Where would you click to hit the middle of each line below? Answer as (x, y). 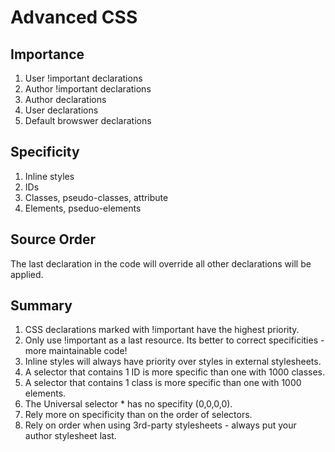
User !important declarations (83, 78)
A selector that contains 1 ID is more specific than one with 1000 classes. (174, 372)
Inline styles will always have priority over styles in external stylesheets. (173, 362)
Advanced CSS (74, 17)
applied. (27, 274)
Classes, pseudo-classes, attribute (96, 197)
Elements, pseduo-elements (83, 208)
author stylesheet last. (70, 436)
